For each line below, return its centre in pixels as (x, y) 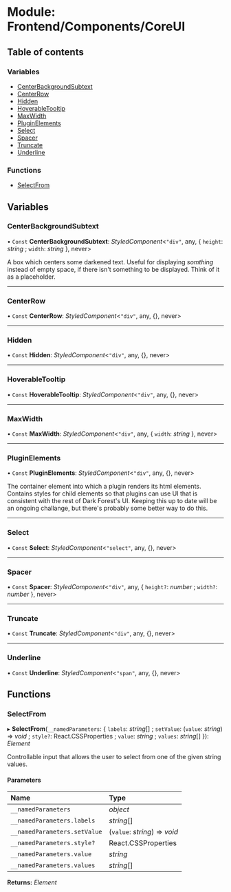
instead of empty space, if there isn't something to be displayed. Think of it (113, 269)
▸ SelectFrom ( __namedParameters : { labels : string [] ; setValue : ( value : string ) (115, 729)
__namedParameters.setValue (56, 832)
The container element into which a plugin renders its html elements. (104, 487)
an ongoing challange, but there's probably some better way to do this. (108, 508)
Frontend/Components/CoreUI (96, 26)
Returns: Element (32, 882)
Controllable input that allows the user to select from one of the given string (114, 757)
